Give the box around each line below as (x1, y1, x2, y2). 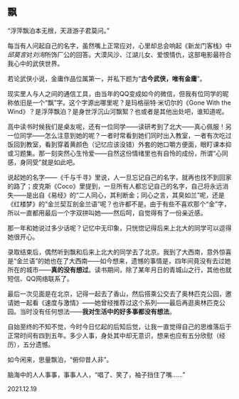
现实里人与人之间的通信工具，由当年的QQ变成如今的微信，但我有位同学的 (7, 89, 223, 97)
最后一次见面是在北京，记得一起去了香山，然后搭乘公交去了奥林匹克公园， (7, 289, 225, 298)
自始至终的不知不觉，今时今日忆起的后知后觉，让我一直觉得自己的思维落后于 (7, 322, 232, 331)
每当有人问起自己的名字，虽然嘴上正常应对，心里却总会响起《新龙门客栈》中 (7, 41, 232, 50)
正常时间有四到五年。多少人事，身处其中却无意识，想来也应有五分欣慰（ (7, 331, 219, 339)
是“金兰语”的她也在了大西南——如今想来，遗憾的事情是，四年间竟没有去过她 (7, 256, 231, 265)
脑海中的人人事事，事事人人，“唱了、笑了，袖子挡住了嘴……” (7, 370, 186, 378)
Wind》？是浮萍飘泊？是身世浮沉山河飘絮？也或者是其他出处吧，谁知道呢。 (7, 107, 229, 115)
